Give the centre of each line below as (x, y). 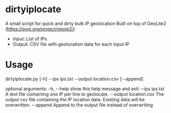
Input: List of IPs (30, 39)
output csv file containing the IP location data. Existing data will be (75, 99)
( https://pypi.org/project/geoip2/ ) (40, 29)
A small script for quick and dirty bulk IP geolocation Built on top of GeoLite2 (86, 23)
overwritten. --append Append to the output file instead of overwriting (79, 105)
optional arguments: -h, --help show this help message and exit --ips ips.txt (85, 89)
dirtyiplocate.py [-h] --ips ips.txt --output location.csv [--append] (75, 79)
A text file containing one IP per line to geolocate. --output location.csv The (85, 94)
